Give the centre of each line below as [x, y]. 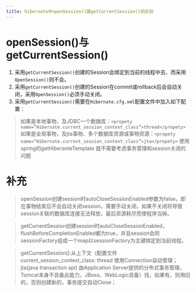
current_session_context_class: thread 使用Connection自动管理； [99, 260]
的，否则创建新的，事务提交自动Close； [68, 282]
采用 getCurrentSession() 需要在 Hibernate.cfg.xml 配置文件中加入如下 [98, 101]
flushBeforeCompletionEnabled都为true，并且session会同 [90, 233]
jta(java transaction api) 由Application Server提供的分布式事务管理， [103, 268]
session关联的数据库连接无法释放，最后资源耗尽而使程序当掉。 [96, 213]
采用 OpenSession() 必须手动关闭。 [65, 94]
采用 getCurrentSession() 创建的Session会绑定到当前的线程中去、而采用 [100, 72]
